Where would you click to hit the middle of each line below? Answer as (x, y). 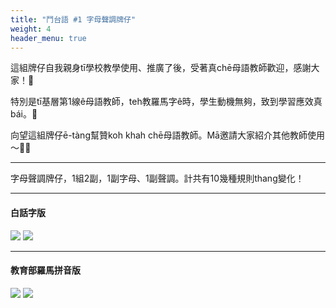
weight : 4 (31, 29)
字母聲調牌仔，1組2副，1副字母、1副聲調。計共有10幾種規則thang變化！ (157, 178)
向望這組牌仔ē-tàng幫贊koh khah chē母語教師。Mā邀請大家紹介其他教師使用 (167, 135)
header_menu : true (48, 38)
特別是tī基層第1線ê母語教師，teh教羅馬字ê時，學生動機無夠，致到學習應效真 (166, 102)
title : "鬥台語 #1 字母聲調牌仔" (73, 19)
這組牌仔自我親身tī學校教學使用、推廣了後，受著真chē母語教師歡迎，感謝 (161, 68)
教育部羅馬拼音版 (45, 270)
